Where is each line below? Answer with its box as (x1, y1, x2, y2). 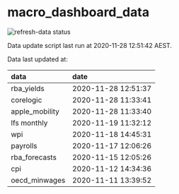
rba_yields (11, 83, 45, 93)
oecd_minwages (11, 175, 66, 185)
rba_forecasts (11, 152, 57, 162)
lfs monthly (11, 118, 48, 128)
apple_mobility (11, 107, 60, 116)
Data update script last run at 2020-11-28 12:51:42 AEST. (7, 41, 172, 49)
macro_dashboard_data (7, 4, 150, 20)
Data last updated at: (7, 54, 69, 63)
